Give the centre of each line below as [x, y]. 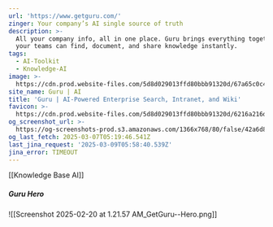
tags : [17, 54]
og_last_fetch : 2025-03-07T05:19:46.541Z [80, 137]
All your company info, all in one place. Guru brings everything [130, 39]
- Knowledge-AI [41, 69]
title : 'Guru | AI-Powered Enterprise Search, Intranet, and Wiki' [125, 99]
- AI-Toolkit [38, 62]
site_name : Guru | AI [45, 92]
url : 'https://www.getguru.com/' [65, 16]
